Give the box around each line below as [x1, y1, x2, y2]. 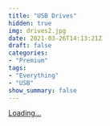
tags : [8, 64, 26, 72]
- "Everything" [8, 71, 59, 79]
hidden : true [8, 19, 52, 27]
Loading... [8, 108, 42, 118]
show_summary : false [8, 86, 78, 95]
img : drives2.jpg [8, 26, 67, 35]
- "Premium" [8, 57, 48, 65]
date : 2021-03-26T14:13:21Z [8, 34, 103, 43]
